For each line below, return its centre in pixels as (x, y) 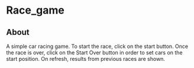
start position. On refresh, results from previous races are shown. (86, 59)
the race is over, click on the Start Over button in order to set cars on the (94, 53)
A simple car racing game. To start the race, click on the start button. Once (97, 46)
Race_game (35, 10)
